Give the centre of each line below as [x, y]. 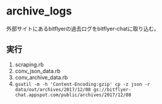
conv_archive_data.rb [41, 77]
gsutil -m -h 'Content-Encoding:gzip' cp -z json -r [83, 84]
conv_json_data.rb [38, 71]
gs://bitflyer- [112, 89]
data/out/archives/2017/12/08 [53, 89]
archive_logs [39, 11]
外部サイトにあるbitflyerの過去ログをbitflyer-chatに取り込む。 [83, 28]
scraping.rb [29, 64]
